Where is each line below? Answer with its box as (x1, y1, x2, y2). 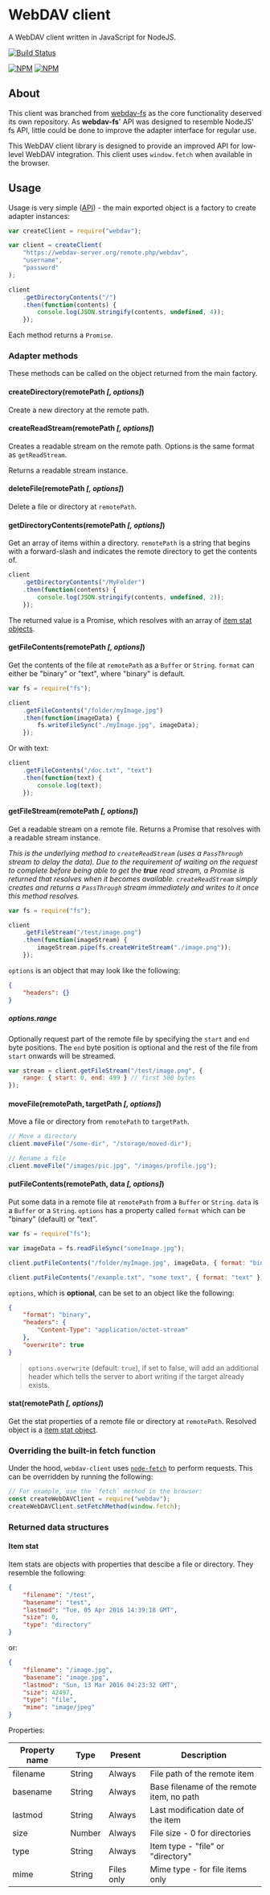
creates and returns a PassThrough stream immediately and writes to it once (8, 882, 260, 892)
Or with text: (8, 743, 50, 753)
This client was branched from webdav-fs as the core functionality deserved (8, 108, 262, 118)
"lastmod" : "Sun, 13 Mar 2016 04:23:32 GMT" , (22, 1681, 178, 1689)
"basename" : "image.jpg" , (22, 1673, 110, 1682)
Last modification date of (149, 1805, 244, 1816)
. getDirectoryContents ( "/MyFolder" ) (22, 578, 146, 587)
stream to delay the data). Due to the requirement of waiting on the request (8, 857, 258, 866)
